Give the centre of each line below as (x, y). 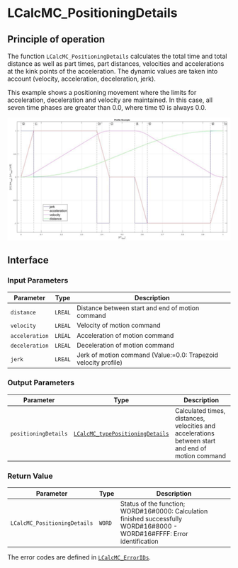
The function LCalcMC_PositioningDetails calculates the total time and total (117, 56)
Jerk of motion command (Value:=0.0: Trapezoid (147, 355)
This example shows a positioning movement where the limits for (102, 92)
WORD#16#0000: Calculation (164, 511)
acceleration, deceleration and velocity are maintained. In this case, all (110, 100)
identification (139, 541)
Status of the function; (153, 504)
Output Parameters (41, 382)
